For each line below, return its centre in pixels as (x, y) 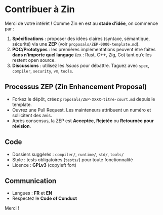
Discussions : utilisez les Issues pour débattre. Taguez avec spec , (81, 65)
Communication (31, 181)
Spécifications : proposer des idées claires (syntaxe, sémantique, (81, 39)
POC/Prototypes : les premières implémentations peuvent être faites (84, 49)
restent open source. (34, 60)
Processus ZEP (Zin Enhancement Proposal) (76, 87)
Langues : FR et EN (32, 193)
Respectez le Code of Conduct (44, 198)
